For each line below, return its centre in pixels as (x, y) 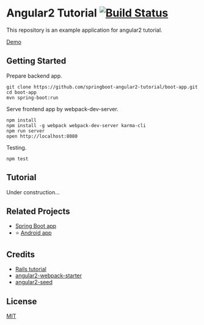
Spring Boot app (36, 226)
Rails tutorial (31, 269)
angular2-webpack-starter (49, 276)
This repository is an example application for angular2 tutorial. (85, 30)
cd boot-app (21, 92)
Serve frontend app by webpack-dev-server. (63, 109)
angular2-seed (34, 282)
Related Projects (38, 211)
